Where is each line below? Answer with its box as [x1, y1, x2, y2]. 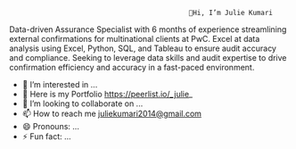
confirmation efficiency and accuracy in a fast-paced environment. [9, 62, 255, 72]
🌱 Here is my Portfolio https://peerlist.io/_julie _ [21, 89, 193, 99]
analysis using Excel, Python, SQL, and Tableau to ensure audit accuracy [9, 43, 276, 54]
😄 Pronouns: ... [21, 121, 80, 131]
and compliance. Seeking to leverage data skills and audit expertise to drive [9, 53, 287, 62]
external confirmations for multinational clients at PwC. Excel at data [9, 34, 260, 44]
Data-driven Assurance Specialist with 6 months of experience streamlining [9, 24, 287, 35]
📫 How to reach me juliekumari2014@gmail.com [21, 108, 202, 119]
